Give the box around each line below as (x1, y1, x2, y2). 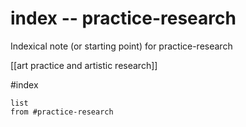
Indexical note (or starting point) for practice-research (10, 40, 233, 52)
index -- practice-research (10, 7, 237, 30)
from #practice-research (10, 107, 114, 117)
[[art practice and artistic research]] (10, 59, 158, 71)
